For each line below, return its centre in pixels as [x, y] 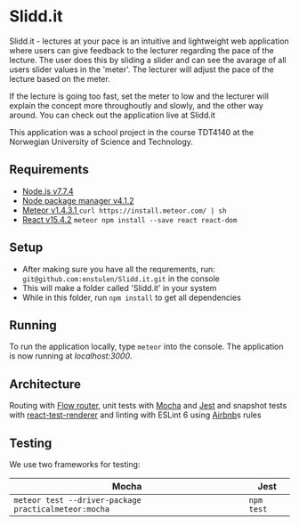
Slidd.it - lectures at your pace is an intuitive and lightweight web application [149, 41]
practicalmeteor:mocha [61, 509]
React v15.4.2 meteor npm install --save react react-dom [129, 219]
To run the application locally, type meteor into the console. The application [146, 347]
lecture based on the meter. [60, 78]
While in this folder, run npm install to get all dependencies [132, 297]
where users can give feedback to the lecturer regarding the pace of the [141, 50]
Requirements [49, 170]
